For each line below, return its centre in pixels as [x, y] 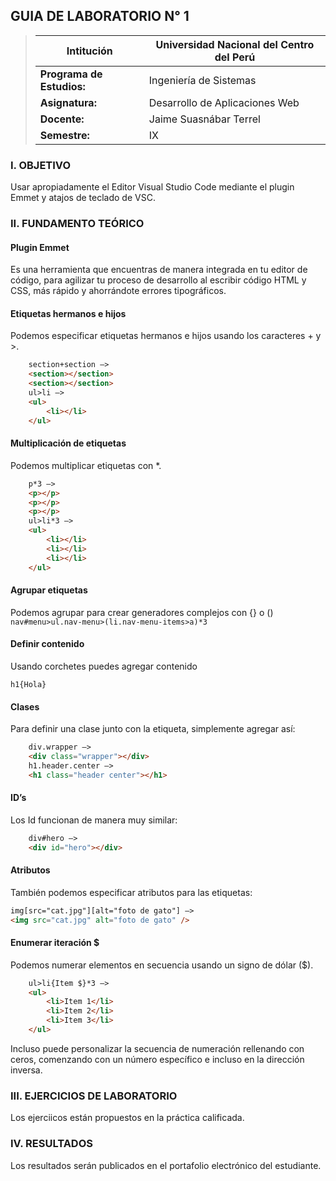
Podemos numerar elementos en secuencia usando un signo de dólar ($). [162, 965]
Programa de [71, 74]
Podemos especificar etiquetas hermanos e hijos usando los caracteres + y [166, 336]
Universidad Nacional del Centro [235, 44]
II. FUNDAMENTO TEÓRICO [77, 224]
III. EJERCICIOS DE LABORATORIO [94, 1096]
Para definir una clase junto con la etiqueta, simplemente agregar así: [153, 729]
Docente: [62, 119]
